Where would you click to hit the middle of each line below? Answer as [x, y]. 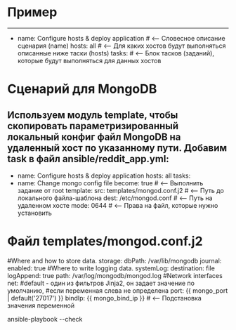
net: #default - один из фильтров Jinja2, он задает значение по [101, 283]
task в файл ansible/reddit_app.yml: [88, 159]
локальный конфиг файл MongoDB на [94, 137]
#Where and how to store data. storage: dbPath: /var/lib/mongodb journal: [114, 260]
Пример [32, 12]
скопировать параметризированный [93, 126]
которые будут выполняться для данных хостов [89, 60]
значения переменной [41, 305]
